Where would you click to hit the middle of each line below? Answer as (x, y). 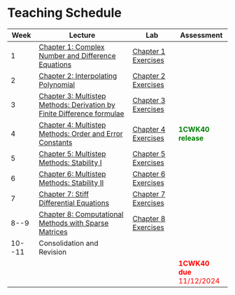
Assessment (201, 35)
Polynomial (57, 84)
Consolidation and (68, 243)
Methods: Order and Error (81, 133)
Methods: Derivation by (77, 104)
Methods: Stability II (71, 182)
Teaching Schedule (65, 13)
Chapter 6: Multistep (72, 174)
